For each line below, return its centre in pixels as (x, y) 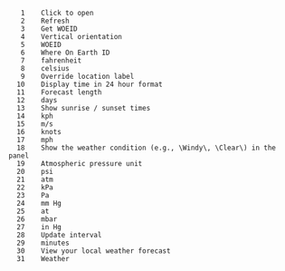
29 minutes (43, 243)
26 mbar (37, 219)
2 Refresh (45, 21)
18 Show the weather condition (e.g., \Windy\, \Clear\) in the (147, 148)
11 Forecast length (59, 92)
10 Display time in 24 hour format (90, 84)
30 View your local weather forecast (94, 251)
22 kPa (35, 188)
